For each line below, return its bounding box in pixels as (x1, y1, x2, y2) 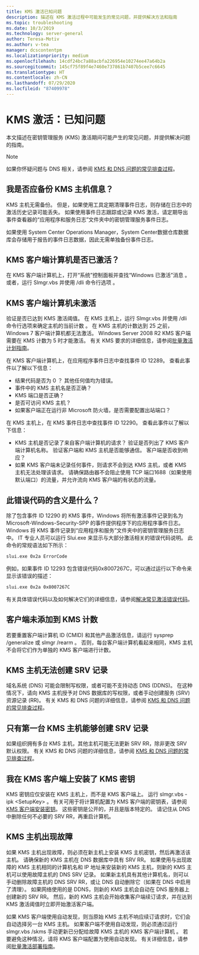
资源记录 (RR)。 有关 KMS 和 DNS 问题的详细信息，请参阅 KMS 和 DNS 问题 (6, 697, 191, 704)
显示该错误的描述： (6, 572, 53, 579)
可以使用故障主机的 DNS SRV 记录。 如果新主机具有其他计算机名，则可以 (11, 871, 189, 878)
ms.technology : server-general (6, 31, 84, 37)
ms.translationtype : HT (6, 69, 65, 75)
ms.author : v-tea (6, 42, 49, 48)
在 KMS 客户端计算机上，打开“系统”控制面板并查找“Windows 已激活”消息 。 (6, 272, 191, 279)
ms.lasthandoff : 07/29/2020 (6, 81, 76, 86)
